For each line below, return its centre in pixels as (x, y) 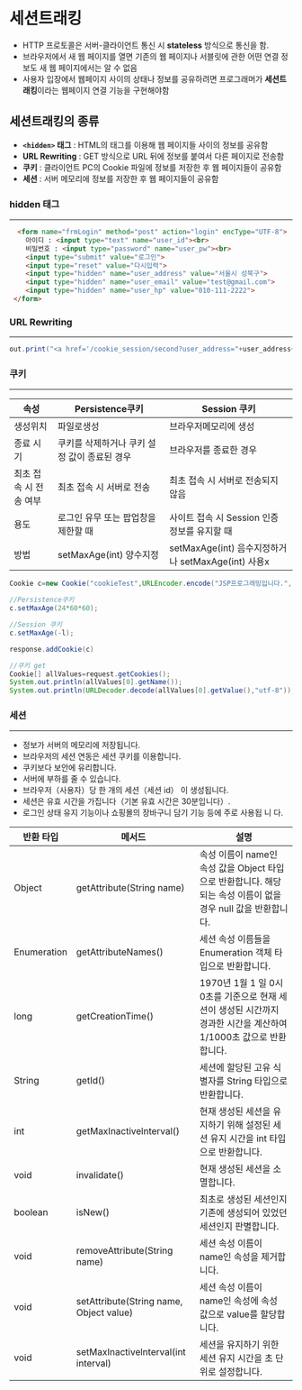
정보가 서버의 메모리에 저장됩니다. (81, 745)
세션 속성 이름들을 (235, 939)
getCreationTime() (115, 1017)
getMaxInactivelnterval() (128, 1131)
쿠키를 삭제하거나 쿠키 (102, 444)
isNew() (93, 1212)
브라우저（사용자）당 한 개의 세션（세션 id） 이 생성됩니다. (125, 791)
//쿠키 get (28, 665)
